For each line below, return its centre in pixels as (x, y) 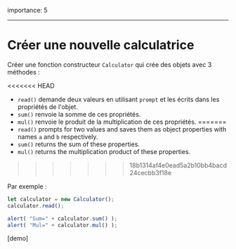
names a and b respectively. (58, 136)
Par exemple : (27, 186)
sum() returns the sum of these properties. (79, 144)
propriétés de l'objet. (48, 107)
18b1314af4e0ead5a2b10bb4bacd (178, 165)
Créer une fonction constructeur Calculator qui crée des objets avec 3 (110, 64)
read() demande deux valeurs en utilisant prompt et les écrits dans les (118, 99)
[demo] (18, 238)
